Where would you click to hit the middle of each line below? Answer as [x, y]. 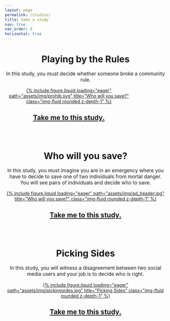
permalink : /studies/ [28, 15]
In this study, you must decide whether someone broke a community [86, 74]
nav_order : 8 [19, 29]
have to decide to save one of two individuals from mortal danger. [86, 177]
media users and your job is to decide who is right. [86, 274]
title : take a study [27, 19]
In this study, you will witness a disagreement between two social [86, 268]
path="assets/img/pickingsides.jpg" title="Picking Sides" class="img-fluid [86, 290]
